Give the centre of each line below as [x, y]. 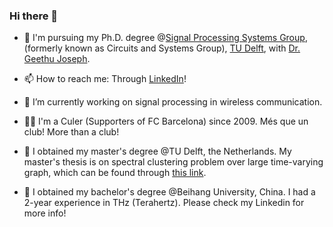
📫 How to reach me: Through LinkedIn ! [105, 79]
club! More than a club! [71, 132]
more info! [45, 213]
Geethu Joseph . [57, 59]
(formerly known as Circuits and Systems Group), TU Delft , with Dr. [162, 48]
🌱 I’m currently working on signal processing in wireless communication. [173, 102]
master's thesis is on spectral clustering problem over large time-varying [173, 162]
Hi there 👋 [34, 16]
